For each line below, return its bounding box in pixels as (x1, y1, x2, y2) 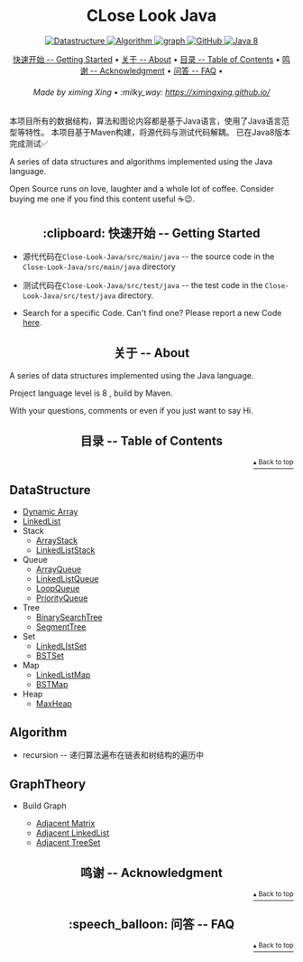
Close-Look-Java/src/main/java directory (22, 261, 176, 272)
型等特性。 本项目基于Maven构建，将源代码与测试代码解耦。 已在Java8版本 (9, 127, 291, 138)
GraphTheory (9, 776, 87, 791)
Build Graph (22, 800, 67, 811)
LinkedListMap (35, 669, 91, 680)
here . (22, 317, 42, 328)
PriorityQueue (35, 593, 88, 603)
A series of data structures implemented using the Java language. (9, 369, 254, 380)
